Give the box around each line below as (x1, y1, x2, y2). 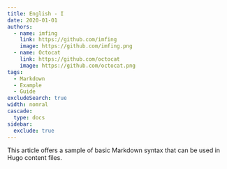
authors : (7, 23, 33, 30)
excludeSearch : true (7, 95, 68, 102)
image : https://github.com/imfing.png (20, 43, 133, 50)
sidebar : (7, 120, 33, 128)
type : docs (13, 114, 45, 121)
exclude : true (13, 127, 54, 134)
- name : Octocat (13, 50, 61, 57)
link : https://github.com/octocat (20, 56, 120, 63)
